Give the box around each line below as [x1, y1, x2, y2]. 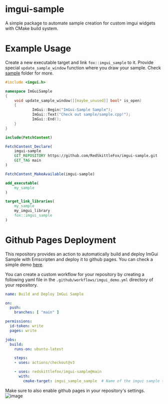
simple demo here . [5, 261, 44, 267]
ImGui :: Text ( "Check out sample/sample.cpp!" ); [31, 112, 131, 117]
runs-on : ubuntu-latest [14, 346, 64, 351]
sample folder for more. [5, 70, 54, 76]
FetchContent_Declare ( [5, 144, 52, 149]
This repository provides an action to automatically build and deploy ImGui [5, 251, 158, 257]
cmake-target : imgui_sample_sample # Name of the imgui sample [23, 378, 160, 383]
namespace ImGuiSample [5, 88, 52, 93]
